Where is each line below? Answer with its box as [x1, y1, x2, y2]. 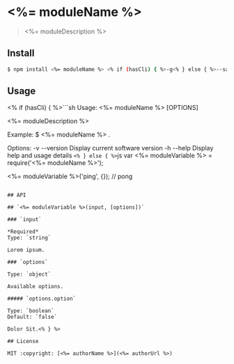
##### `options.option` [7, 295, 77, 303]
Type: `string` [7, 235, 52, 242]
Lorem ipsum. [7, 246, 45, 254]
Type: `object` [7, 271, 52, 278]
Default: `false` [7, 314, 58, 321]
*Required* [7, 228, 39, 235]
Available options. [7, 283, 64, 290]
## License [7, 338, 39, 345]
